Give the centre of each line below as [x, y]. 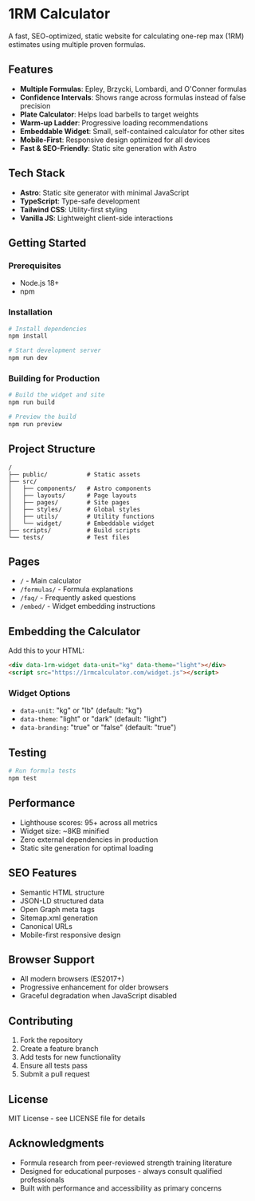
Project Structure [52, 449]
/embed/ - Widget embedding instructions [87, 606]
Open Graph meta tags [57, 909]
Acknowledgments [57, 1143]
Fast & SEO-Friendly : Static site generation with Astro [108, 148]
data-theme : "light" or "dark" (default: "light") [93, 719]
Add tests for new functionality [70, 1057]
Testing [27, 752]
